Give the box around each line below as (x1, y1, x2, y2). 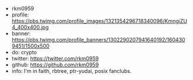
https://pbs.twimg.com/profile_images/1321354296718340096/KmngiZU (11, 18, 188, 24)
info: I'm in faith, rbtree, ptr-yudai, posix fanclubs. (11, 68, 132, 74)
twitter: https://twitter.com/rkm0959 (11, 55, 99, 62)
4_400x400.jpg (11, 24, 49, 31)
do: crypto (11, 49, 37, 55)
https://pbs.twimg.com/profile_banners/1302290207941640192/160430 (11, 36, 186, 43)
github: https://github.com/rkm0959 (11, 61, 99, 68)
